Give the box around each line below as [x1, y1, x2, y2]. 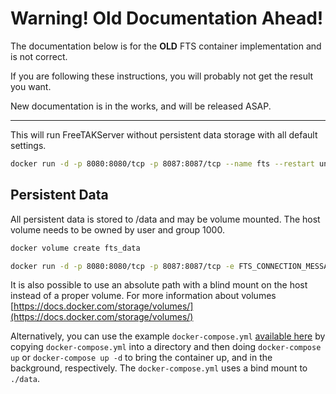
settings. [10, 139, 47, 151]
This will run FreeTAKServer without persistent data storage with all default [10, 128, 318, 141]
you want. [10, 80, 52, 92]
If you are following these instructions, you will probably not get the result [10, 70, 314, 82]
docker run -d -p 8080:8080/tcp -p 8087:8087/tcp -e [10, 261, 235, 271]
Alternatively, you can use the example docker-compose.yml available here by [10, 330, 326, 342]
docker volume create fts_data [10, 243, 141, 253]
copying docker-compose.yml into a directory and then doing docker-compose [10, 341, 322, 353]
